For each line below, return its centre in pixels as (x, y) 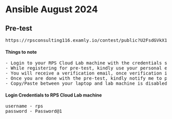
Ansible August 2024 (52, 9)
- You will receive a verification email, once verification (84, 73)
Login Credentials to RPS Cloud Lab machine (54, 95)
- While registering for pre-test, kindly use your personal (84, 68)
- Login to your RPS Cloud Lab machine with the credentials (84, 63)
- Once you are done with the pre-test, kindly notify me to (84, 78)
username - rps (24, 106)
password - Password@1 (34, 111)
